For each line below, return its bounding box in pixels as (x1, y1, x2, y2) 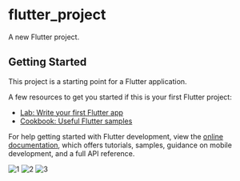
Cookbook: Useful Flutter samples (19, 116, 133, 126)
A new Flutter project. (8, 32, 80, 42)
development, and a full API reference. (8, 148, 135, 158)
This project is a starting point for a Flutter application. (8, 76, 187, 86)
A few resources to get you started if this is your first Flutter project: (8, 92, 232, 102)
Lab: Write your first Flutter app (19, 107, 124, 117)
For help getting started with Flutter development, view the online (8, 131, 224, 141)
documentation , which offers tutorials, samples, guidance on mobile (8, 140, 232, 150)
